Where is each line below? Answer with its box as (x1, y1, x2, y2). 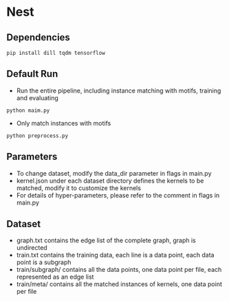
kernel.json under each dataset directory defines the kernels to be (16, 176, 204, 185)
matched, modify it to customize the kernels (16, 183, 142, 192)
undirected (16, 244, 47, 252)
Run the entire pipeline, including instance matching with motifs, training (16, 86, 221, 95)
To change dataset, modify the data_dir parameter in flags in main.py (16, 169, 212, 177)
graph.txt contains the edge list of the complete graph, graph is (16, 236, 197, 244)
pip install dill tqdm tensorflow (6, 49, 106, 56)
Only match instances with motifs (16, 119, 111, 127)
